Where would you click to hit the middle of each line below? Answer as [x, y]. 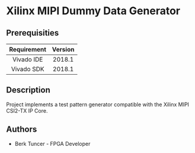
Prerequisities [33, 33]
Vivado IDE [28, 59]
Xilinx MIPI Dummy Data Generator [93, 11]
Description [28, 90]
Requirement [28, 50]
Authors [22, 130]
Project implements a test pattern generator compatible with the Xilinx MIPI [98, 104]
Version [63, 50]
